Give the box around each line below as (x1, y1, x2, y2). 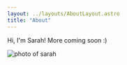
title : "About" (7, 17, 52, 24)
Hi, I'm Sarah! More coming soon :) (7, 36, 107, 44)
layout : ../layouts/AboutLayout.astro (7, 10, 120, 17)
